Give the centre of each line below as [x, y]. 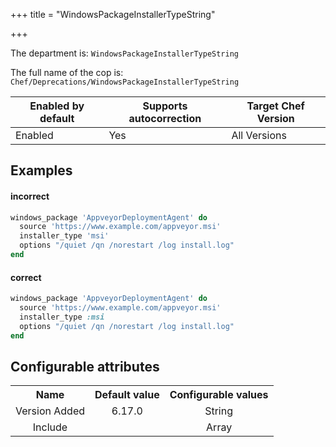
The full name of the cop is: [67, 72]
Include [50, 427]
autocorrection [165, 118]
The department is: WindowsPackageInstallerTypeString [125, 53]
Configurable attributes [85, 366]
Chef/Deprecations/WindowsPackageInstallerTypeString [125, 82]
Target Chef [275, 106]
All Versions [259, 135]
